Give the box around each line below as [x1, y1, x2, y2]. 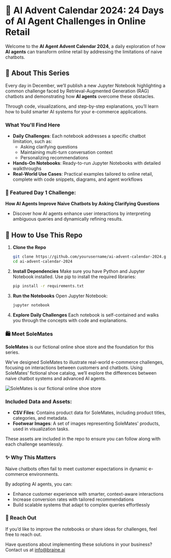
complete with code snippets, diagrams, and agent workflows [12, 176, 143, 183]
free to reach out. [5, 531, 42, 538]
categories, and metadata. [12, 415, 68, 421]
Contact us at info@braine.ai [5, 546, 65, 553]
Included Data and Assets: [5, 398, 72, 405]
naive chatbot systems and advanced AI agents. [5, 375, 107, 381]
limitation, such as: [12, 138, 53, 144]
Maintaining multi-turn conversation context [20, 149, 113, 155]
